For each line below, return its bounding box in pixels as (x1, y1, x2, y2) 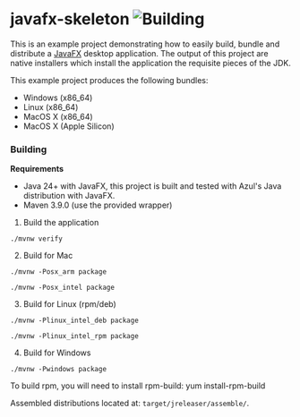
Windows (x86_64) (22, 92, 93, 103)
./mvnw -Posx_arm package (10, 268, 107, 277)
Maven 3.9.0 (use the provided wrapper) (22, 200, 173, 210)
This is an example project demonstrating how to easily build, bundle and (10, 38, 280, 49)
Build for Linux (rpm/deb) (22, 299, 117, 310)
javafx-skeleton (10, 9, 130, 30)
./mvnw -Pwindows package (10, 365, 107, 374)
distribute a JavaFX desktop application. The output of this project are (10, 47, 269, 58)
